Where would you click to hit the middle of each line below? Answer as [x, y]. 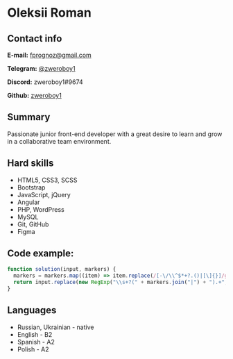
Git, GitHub [33, 224]
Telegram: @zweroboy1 [41, 68]
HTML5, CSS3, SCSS [47, 180]
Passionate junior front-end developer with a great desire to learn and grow [115, 134]
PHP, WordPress [41, 209]
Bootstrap [31, 187]
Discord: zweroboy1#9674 [45, 82]
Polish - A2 [33, 349]
